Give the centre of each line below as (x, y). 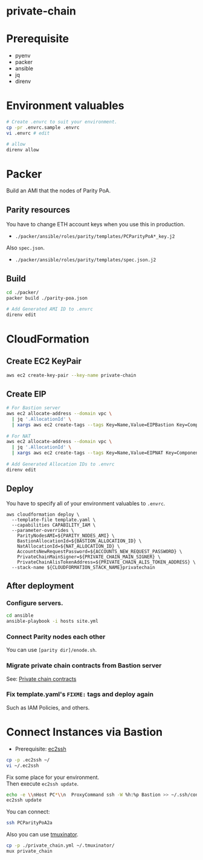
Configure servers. (35, 603)
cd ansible (20, 615)
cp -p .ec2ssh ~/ (28, 760)
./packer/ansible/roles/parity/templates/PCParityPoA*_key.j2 (95, 237)
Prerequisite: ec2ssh (40, 749)
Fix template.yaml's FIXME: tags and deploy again (80, 694)
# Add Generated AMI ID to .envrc (50, 309)
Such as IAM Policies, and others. (48, 707)
